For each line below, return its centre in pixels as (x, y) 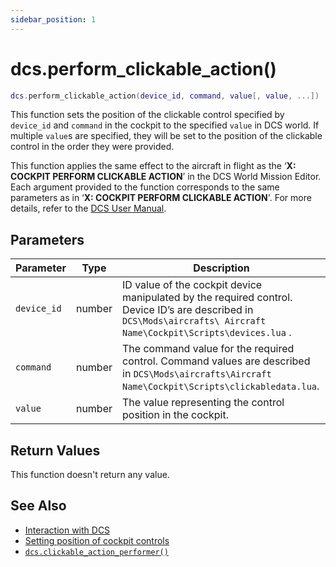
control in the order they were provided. (92, 147)
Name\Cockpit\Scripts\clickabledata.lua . (221, 386)
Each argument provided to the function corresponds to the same (145, 187)
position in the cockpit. (175, 415)
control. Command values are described (216, 361)
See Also (38, 506)
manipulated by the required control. (207, 298)
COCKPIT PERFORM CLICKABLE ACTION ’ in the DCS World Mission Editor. (166, 177)
